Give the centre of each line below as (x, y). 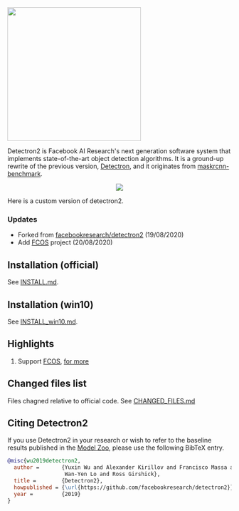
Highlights (31, 344)
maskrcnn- (213, 166)
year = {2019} (47, 494)
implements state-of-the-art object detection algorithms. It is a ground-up (116, 159)
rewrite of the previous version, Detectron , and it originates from (102, 166)
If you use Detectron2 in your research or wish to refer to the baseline (110, 440)
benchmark (24, 174)
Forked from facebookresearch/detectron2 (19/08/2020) (101, 235)
